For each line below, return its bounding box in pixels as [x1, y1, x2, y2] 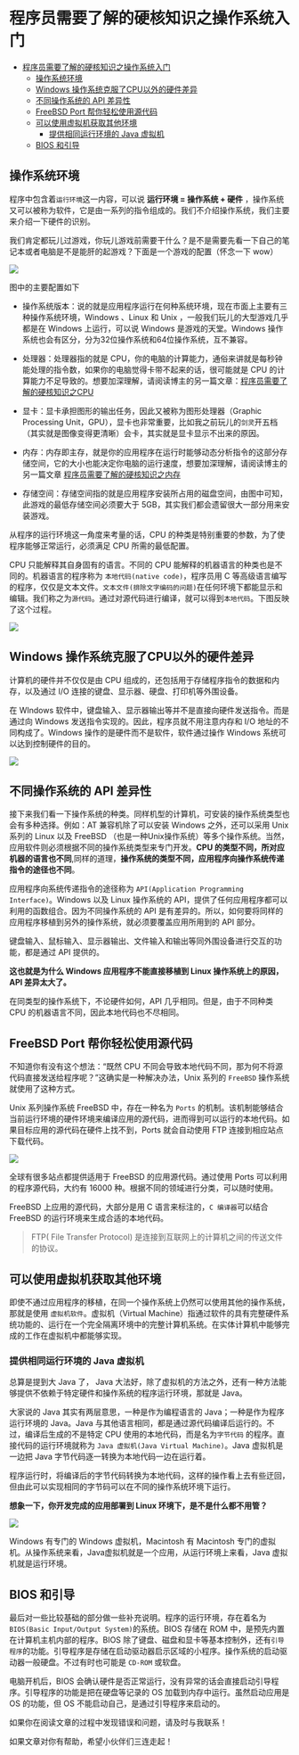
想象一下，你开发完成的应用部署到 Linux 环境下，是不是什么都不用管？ [9, 1500, 268, 1512]
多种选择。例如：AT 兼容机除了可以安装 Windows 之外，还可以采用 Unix [24, 820, 289, 830]
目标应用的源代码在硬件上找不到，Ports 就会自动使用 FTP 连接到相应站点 [16, 1125, 284, 1135]
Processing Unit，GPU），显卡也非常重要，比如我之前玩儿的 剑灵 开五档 [21, 416, 279, 427]
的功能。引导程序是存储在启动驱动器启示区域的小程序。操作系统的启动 [21, 1646, 280, 1657]
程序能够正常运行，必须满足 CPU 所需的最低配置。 [9, 540, 194, 551]
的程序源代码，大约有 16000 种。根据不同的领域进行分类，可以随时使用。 [9, 1182, 279, 1193]
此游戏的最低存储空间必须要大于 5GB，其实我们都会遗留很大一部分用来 [21, 498, 282, 509]
